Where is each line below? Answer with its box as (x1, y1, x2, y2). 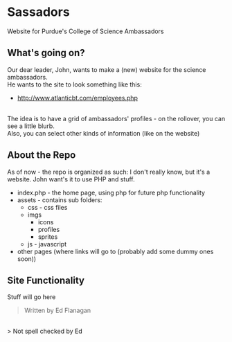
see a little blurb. (7, 122, 55, 130)
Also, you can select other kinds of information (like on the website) (7, 129, 200, 137)
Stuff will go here (7, 293, 56, 301)
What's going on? (7, 47, 85, 59)
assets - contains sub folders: (17, 195, 102, 204)
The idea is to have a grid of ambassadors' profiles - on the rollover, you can (7, 114, 226, 123)
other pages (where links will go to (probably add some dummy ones (17, 247, 214, 255)
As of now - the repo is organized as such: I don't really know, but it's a (7, 168, 211, 176)
